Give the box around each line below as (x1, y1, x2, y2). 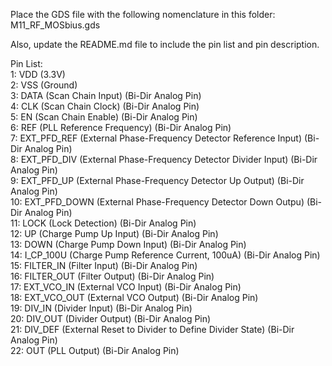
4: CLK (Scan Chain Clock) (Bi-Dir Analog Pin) (10, 100, 200, 112)
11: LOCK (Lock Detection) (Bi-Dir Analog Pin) (10, 217, 197, 229)
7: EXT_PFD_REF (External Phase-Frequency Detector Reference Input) (10, 132, 303, 144)
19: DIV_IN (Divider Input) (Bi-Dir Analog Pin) (10, 302, 193, 314)
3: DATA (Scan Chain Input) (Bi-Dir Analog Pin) (10, 90, 202, 101)
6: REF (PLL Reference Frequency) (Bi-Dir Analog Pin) (10, 122, 232, 133)
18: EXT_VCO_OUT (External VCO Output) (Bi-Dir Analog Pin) (10, 292, 259, 303)
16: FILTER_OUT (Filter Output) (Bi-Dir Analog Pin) (10, 270, 215, 282)
